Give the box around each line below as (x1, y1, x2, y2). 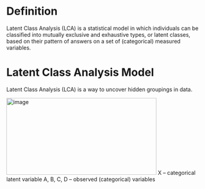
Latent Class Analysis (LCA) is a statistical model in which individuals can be (6, 24, 199, 32)
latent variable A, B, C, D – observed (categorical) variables (6, 176, 155, 183)
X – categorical (157, 169, 196, 176)
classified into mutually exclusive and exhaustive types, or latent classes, (6, 31, 191, 38)
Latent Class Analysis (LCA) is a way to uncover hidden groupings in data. (6, 86, 193, 93)
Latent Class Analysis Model (6, 65, 154, 80)
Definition (6, 4, 58, 18)
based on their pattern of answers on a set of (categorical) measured (6, 37, 181, 45)
